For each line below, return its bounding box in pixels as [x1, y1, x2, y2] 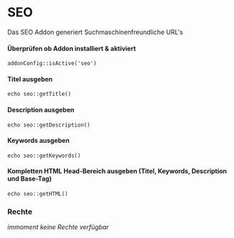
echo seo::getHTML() [7, 190, 69, 198]
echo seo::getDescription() [7, 121, 91, 129]
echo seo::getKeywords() [7, 152, 81, 159]
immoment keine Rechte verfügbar [7, 223, 109, 232]
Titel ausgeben [7, 75, 53, 83]
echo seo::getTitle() [7, 90, 72, 98]
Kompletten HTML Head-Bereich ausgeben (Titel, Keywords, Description [7, 167, 228, 175]
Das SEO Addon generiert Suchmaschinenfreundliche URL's [7, 28, 184, 36]
